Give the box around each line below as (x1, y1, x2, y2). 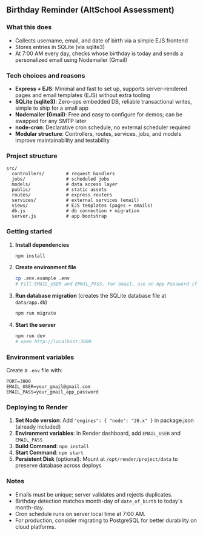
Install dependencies (15, 241, 70, 248)
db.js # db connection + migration (12, 208, 139, 214)
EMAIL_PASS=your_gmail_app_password (6, 389, 99, 395)
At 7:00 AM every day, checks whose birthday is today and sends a (15, 50, 184, 57)
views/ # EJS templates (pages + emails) (12, 203, 153, 209)
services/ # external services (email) (12, 197, 139, 204)
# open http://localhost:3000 (15, 338, 92, 344)
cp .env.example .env (15, 275, 70, 281)
